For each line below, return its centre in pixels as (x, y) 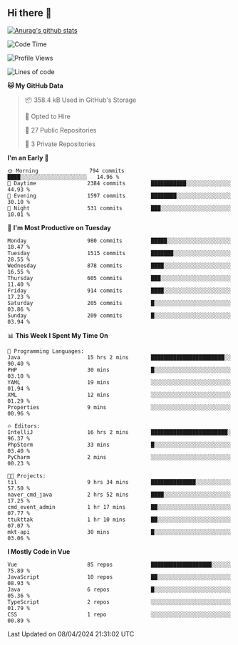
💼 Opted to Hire (48, 116)
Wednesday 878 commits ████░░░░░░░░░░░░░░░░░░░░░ (119, 265)
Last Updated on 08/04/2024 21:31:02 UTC (71, 634)
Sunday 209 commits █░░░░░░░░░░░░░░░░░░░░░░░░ (119, 315)
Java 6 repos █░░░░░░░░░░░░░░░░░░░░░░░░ (119, 589)
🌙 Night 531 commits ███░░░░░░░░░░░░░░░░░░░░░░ (119, 208)
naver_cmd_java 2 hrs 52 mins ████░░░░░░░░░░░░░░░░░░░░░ (119, 495)
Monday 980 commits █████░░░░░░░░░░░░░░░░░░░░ (119, 241)
